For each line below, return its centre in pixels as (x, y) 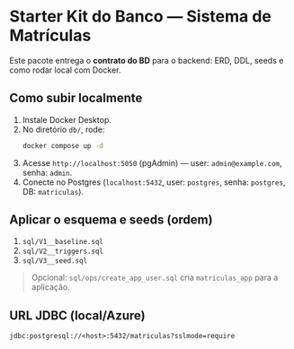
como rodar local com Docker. (65, 70)
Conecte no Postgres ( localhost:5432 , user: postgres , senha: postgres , (154, 182)
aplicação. (50, 287)
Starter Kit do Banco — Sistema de (141, 17)
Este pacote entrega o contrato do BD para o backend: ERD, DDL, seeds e (147, 60)
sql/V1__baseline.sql (62, 242)
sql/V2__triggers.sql (62, 252)
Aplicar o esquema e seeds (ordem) (111, 220)
